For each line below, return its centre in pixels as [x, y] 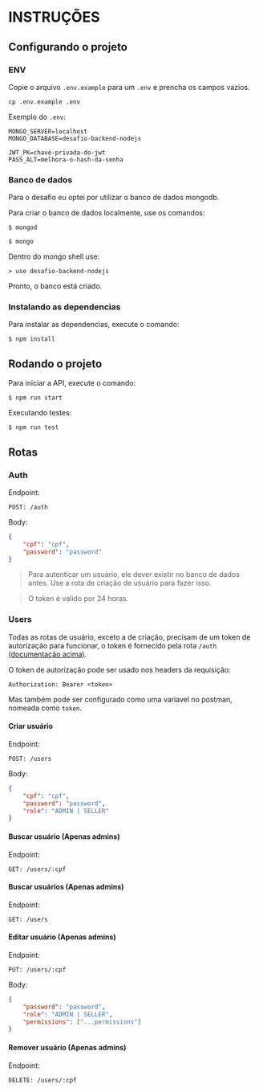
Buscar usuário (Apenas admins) [64, 836]
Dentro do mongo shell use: [54, 256]
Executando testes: [40, 413]
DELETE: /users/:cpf [43, 1080]
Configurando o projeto [68, 47]
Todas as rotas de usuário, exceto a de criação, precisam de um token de [129, 637]
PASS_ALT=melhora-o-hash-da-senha [66, 160]
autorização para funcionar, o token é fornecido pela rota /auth [113, 645]
